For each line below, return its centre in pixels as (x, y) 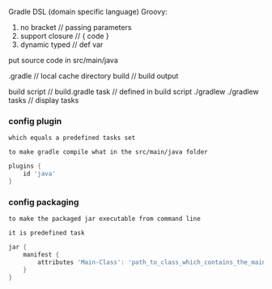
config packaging (44, 202)
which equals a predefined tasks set (72, 138)
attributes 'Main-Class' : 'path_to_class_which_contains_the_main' (153, 262)
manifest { (41, 255)
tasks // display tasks (44, 100)
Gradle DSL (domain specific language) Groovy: (88, 12)
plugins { (25, 166)
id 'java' (40, 174)
